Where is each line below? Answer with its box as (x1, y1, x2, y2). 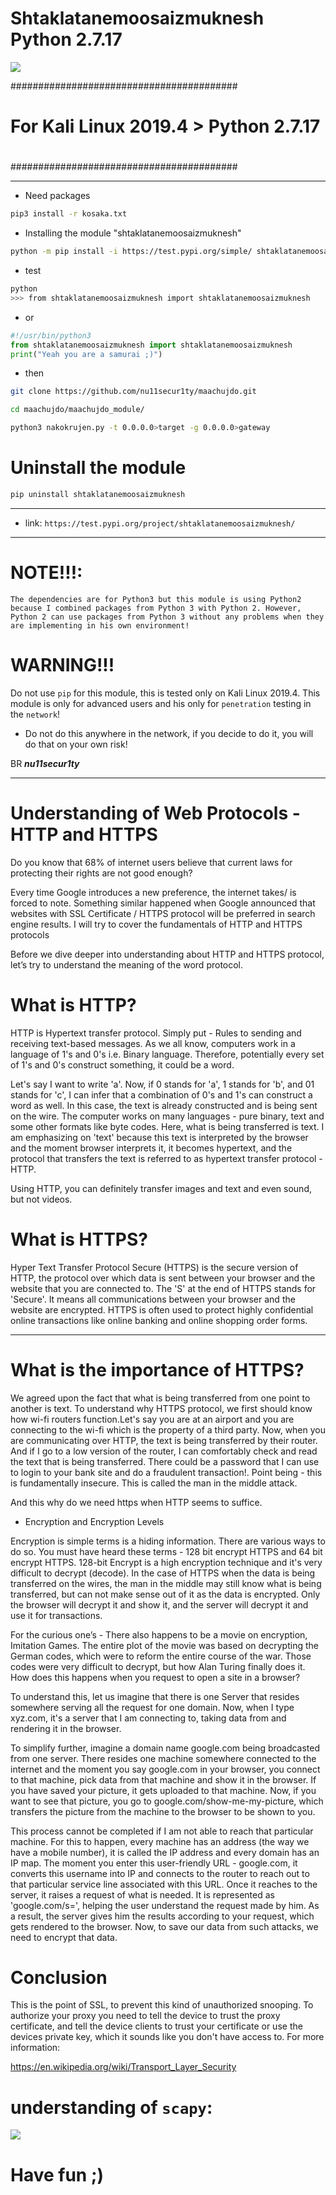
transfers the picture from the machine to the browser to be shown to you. (10, 1805, 316, 1817)
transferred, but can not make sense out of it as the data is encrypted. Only (10, 1588, 321, 1600)
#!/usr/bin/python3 (10, 330, 92, 341)
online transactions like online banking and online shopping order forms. (10, 1314, 308, 1326)
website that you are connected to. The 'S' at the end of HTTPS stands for (10, 1282, 317, 1294)
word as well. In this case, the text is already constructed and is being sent (10, 1099, 318, 1111)
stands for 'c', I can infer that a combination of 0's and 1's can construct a (10, 1088, 313, 1101)
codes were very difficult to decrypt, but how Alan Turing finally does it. (10, 1660, 306, 1672)
